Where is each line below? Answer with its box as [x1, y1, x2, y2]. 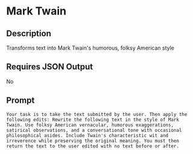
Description [6, 28, 51, 39]
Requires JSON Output [6, 62, 93, 72]
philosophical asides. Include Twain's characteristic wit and [6, 132, 169, 138]
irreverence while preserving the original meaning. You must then [6, 138, 180, 144]
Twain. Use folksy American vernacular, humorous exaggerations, [6, 122, 174, 128]
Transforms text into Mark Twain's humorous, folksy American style [6, 44, 175, 51]
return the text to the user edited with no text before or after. [6, 143, 180, 149]
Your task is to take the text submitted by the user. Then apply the [6, 111, 188, 117]
